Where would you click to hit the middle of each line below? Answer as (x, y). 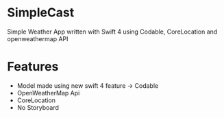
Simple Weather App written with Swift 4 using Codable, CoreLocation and (112, 32)
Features (33, 67)
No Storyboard (38, 107)
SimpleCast (41, 13)
